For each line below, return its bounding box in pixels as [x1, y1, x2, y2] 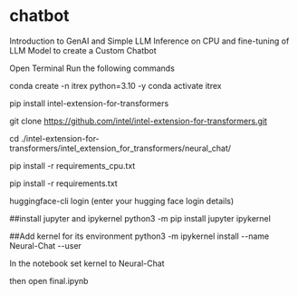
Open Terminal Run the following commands [9, 63, 175, 74]
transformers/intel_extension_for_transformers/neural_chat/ [9, 143, 232, 153]
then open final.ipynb [9, 275, 89, 286]
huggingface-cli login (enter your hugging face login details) [9, 195, 235, 206]
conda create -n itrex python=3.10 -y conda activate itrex [9, 80, 222, 91]
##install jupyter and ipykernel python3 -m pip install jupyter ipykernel [9, 212, 272, 223]
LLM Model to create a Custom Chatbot [9, 44, 157, 55]
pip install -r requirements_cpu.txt [9, 160, 136, 171]
